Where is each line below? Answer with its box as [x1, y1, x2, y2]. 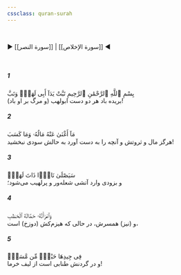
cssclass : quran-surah [7, 10, 73, 17]
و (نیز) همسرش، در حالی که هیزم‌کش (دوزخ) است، [7, 219, 139, 227]
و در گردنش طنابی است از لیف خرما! [7, 260, 103, 268]
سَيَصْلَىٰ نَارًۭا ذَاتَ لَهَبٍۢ [7, 171, 76, 179]
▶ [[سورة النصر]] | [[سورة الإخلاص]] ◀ [7, 42, 111, 50]
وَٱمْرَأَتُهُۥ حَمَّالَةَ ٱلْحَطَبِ [7, 211, 52, 220]
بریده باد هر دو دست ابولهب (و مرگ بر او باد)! [7, 96, 124, 104]
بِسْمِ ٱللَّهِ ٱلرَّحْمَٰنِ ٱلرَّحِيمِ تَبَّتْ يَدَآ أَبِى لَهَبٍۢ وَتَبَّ [7, 89, 135, 97]
